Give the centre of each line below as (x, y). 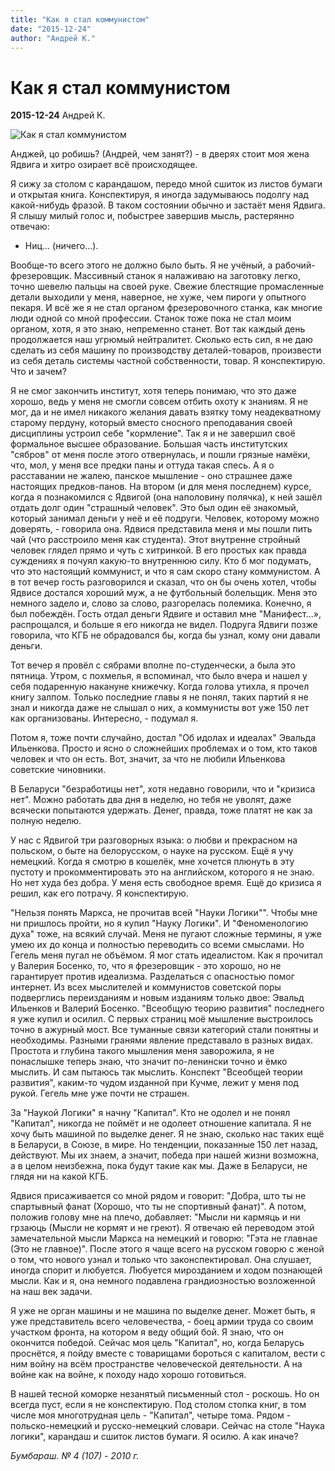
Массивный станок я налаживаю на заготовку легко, (187, 276)
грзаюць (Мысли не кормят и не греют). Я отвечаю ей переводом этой (162, 1228)
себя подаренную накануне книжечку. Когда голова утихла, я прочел (160, 687)
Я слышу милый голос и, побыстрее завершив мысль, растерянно (152, 216)
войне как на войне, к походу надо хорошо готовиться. (128, 1375)
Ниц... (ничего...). (61, 246)
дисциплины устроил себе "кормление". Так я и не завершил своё (153, 433)
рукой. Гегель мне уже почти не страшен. (100, 1093)
